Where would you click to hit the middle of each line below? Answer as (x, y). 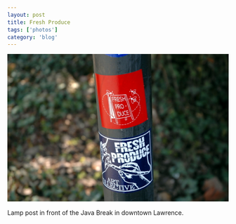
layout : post (26, 15)
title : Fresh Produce (39, 22)
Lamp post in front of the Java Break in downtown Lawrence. (96, 212)
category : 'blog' (33, 37)
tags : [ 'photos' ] (33, 29)
